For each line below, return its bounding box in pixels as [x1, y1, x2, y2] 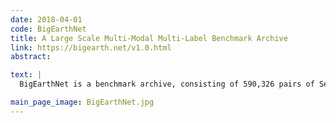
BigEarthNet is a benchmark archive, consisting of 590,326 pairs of [19, 79, 315, 90]
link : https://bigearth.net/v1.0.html [10, 42, 172, 53]
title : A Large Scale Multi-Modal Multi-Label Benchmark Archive [10, 33, 288, 43]
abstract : [10, 52, 52, 62]
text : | [10, 70, 43, 80]
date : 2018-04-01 [10, 14, 83, 25]
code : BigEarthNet [10, 24, 87, 34]
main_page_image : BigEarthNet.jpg [10, 97, 155, 107]
